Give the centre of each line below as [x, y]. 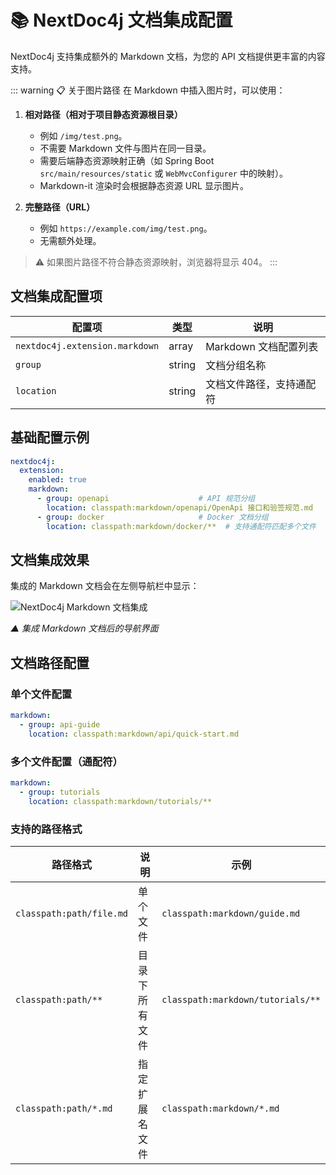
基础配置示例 [50, 437]
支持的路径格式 [46, 829]
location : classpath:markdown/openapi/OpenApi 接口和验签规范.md [180, 507]
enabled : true [57, 480]
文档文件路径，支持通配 [261, 384]
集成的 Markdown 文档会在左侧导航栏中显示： [105, 586]
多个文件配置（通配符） [66, 761]
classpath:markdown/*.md [220, 1108]
